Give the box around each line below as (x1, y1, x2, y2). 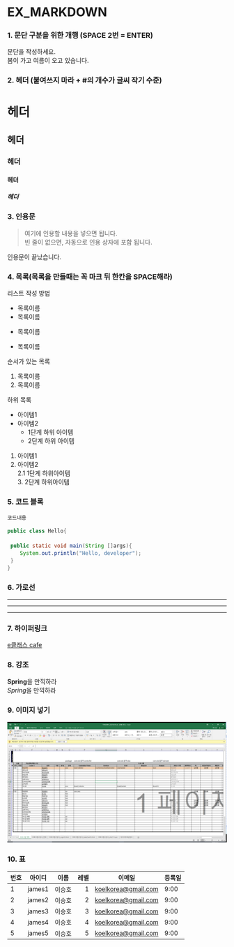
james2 (27, 896, 49, 904)
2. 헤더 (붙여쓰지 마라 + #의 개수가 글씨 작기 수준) (7, 75, 162, 85)
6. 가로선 (7, 582, 36, 592)
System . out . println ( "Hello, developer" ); (19, 550, 141, 557)
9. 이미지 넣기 (7, 705, 51, 715)
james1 (27, 885, 49, 893)
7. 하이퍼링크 (7, 623, 47, 633)
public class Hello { (7, 528, 68, 535)
